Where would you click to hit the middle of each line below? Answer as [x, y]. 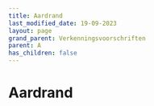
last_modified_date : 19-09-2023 [62, 23]
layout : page [30, 31]
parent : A [25, 46]
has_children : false [43, 53]
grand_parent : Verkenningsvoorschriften [77, 38]
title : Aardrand [35, 16]
